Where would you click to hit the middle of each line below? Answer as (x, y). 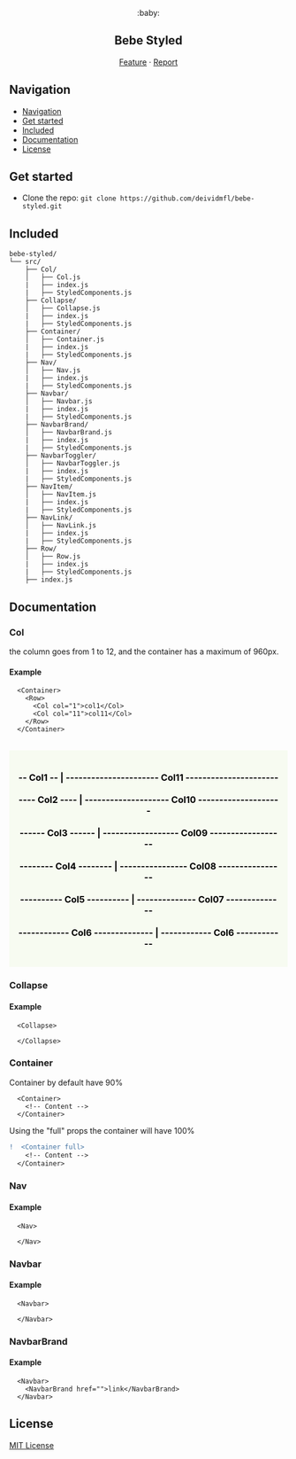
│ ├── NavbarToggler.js (73, 464)
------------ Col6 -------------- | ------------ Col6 (126, 932)
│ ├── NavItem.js (61, 495)
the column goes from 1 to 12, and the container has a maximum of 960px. (144, 651)
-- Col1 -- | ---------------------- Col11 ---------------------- (148, 777)
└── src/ (25, 262)
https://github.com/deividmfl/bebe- (187, 199)
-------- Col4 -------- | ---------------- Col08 (118, 866)
